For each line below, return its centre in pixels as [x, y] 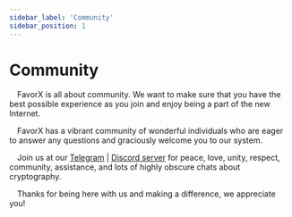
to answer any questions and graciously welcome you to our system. [136, 140]
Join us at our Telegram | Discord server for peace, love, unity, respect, [149, 158]
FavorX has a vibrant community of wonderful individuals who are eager [150, 131]
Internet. [25, 113]
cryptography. [35, 177]
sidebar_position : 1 [48, 26]
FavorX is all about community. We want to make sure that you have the [149, 95]
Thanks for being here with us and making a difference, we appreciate [146, 194]
